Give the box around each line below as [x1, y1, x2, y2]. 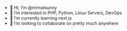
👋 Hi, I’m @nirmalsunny [9, 5, 58, 10]
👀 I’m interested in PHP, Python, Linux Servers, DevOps [9, 10, 122, 16]
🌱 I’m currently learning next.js [9, 15, 72, 21]
